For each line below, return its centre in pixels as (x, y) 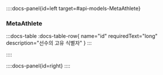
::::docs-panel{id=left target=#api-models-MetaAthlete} (73, 8)
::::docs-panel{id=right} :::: (38, 66)
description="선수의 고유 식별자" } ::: (49, 43)
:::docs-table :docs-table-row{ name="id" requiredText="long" (82, 36)
